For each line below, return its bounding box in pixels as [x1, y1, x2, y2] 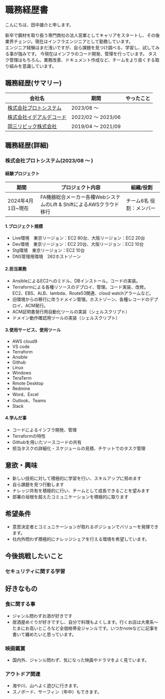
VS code [12, 344, 30, 349]
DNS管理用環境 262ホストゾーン [12, 254, 81, 260]
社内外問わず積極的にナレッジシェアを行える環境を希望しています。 [12, 536, 150, 542]
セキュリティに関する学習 [5, 568, 65, 575]
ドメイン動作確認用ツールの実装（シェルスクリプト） [12, 314, 120, 321]
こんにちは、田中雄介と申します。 [5, 22, 74, 28]
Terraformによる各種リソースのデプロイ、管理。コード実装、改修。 [12, 284, 149, 290]
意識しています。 [22, 63, 56, 69]
